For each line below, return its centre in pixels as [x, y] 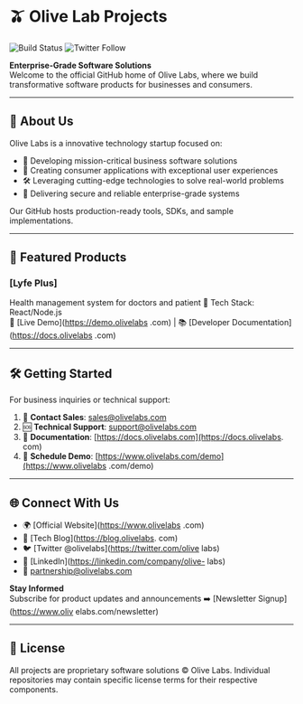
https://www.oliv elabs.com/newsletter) [86, 612]
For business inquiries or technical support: [90, 400]
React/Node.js [36, 313]
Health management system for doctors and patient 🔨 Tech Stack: [132, 303]
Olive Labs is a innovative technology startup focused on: [116, 143]
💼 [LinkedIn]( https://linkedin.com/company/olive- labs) [124, 561]
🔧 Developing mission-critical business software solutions [130, 160]
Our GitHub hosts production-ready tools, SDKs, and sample [122, 211]
